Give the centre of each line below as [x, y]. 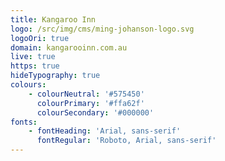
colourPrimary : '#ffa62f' [90, 103]
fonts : [24, 122]
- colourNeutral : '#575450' [86, 94]
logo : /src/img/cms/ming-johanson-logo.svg [102, 29]
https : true [35, 66]
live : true [33, 57]
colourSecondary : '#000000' [95, 112]
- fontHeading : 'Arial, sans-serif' [105, 131]
